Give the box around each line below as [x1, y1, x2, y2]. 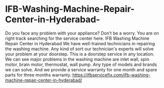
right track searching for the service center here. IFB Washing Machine [5, 35, 150, 41]
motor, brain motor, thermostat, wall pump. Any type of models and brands [5, 61, 157, 67]
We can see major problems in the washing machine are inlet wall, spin [5, 56, 150, 62]
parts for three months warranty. [5, 72, 72, 78]
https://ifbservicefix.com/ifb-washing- [72, 72, 151, 78]
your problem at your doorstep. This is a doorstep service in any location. [5, 51, 155, 57]
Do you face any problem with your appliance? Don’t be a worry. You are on [5, 30, 159, 36]
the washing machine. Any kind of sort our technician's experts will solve [5, 46, 154, 52]
